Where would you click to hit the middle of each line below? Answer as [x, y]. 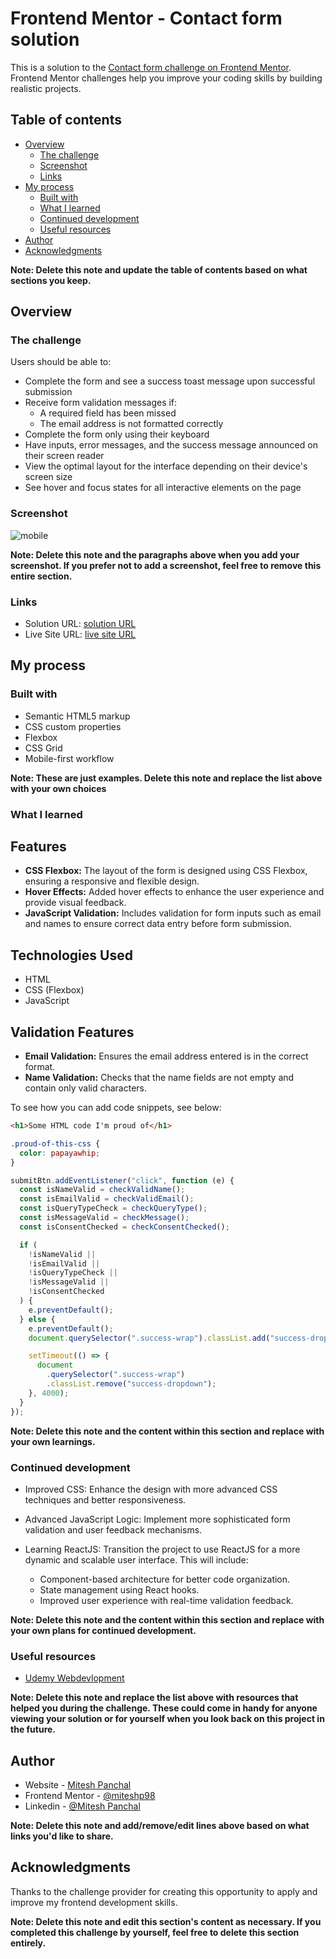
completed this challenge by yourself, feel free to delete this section [155, 1932]
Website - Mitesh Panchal [78, 1784]
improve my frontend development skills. [94, 1902]
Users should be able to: [61, 362]
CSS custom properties [73, 726]
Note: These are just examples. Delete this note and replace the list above [166, 778]
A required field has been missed [108, 413]
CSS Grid [43, 748]
